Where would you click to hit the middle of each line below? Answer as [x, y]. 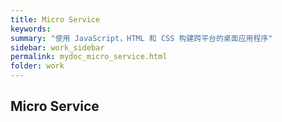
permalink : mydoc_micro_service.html [89, 57]
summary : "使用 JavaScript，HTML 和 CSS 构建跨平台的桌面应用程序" [141, 38]
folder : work [37, 66]
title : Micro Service [55, 19]
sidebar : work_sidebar [57, 47]
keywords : [31, 29]
